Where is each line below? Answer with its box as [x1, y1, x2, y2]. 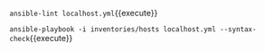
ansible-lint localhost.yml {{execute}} [9, 8, 158, 18]
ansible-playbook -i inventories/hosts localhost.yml [9, 25, 217, 34]
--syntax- [220, 25, 257, 34]
